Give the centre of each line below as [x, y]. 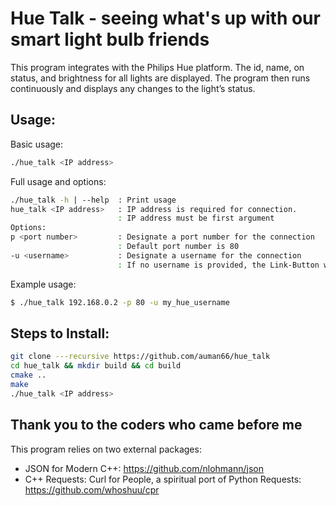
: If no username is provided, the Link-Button [218, 265]
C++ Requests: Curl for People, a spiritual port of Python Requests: [163, 479]
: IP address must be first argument [196, 218]
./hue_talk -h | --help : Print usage [93, 200]
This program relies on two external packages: [106, 449]
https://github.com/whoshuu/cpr [92, 489]
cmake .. [28, 375]
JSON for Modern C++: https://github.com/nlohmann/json [144, 468]
